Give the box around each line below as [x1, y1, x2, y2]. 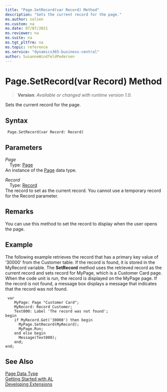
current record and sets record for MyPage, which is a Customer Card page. [5, 270, 162, 276]
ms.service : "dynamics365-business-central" [5, 49, 99, 54]
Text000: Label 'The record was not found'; [14, 309, 108, 314]
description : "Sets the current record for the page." [5, 12, 122, 17]
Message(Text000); [18, 335, 57, 340]
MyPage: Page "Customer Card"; [14, 300, 79, 305]
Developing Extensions [5, 381, 52, 387]
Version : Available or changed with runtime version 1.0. [17, 92, 132, 98]
